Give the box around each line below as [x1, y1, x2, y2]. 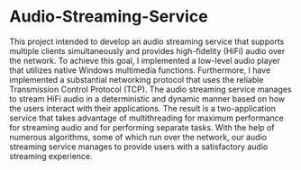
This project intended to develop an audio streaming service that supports [9, 36, 285, 47]
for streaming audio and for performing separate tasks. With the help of [9, 121, 275, 132]
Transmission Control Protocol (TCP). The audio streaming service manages [9, 84, 292, 94]
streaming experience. [9, 150, 93, 161]
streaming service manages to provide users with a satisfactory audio [9, 141, 269, 152]
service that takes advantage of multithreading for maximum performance [9, 112, 284, 123]
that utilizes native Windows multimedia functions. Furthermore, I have [9, 65, 271, 76]
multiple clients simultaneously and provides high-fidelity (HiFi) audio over [9, 45, 286, 56]
